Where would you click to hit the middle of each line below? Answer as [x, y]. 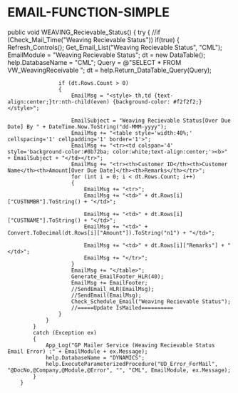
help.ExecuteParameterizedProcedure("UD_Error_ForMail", [132, 364]
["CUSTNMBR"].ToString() [44, 201]
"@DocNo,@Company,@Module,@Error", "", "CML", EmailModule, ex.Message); [119, 370]
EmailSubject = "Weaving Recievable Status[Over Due [151, 121]
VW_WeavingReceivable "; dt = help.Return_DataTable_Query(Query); [110, 70]
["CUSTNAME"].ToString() [44, 220]
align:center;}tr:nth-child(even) [59, 102]
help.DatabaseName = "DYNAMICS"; [95, 357]
